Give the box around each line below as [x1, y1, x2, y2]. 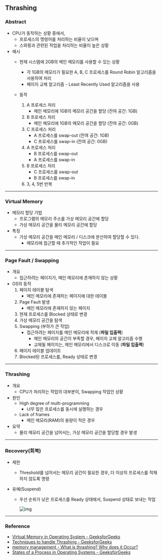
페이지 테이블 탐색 [19, 287, 53, 293]
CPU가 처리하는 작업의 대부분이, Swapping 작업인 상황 [19, 389, 124, 395]
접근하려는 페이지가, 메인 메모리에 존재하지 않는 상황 [19, 275, 118, 281]
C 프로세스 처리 [26, 126, 56, 132]
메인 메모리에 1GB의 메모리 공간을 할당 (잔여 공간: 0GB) [33, 120, 139, 126]
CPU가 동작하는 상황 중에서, [12, 30, 65, 36]
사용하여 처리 [26, 75, 52, 81]
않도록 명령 [28, 475, 49, 481]
